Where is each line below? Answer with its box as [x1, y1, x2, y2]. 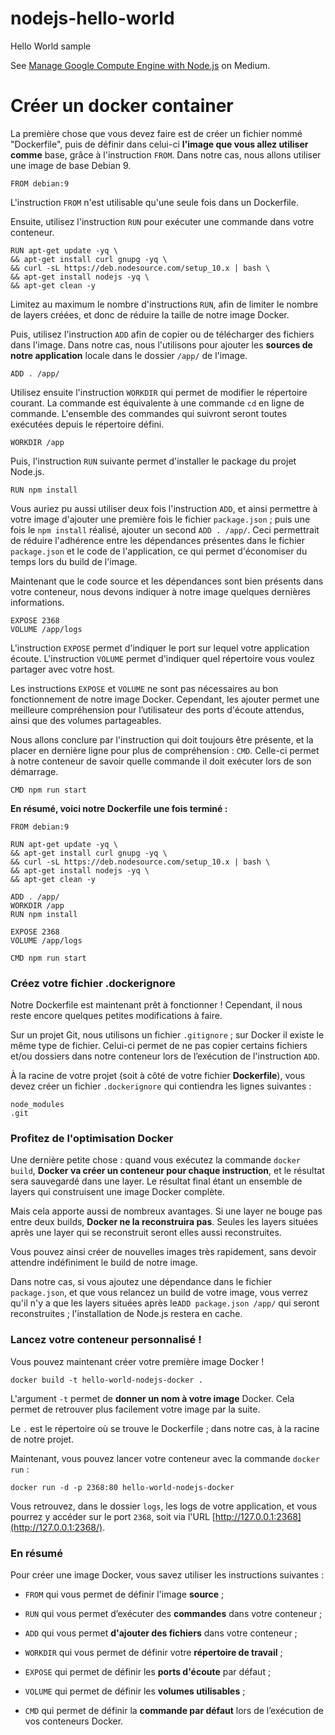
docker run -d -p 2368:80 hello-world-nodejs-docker [10, 1482, 235, 1492]
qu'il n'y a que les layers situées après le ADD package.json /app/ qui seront [10, 1297, 320, 1309]
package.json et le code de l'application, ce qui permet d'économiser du [10, 545, 308, 557]
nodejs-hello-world [10, 7, 175, 30]
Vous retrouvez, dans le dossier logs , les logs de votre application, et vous [10, 1500, 318, 1512]
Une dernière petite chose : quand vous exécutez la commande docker [10, 1154, 301, 1166]
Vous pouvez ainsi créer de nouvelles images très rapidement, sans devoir [10, 1246, 317, 1258]
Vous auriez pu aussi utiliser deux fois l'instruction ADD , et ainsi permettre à [10, 502, 318, 514]
